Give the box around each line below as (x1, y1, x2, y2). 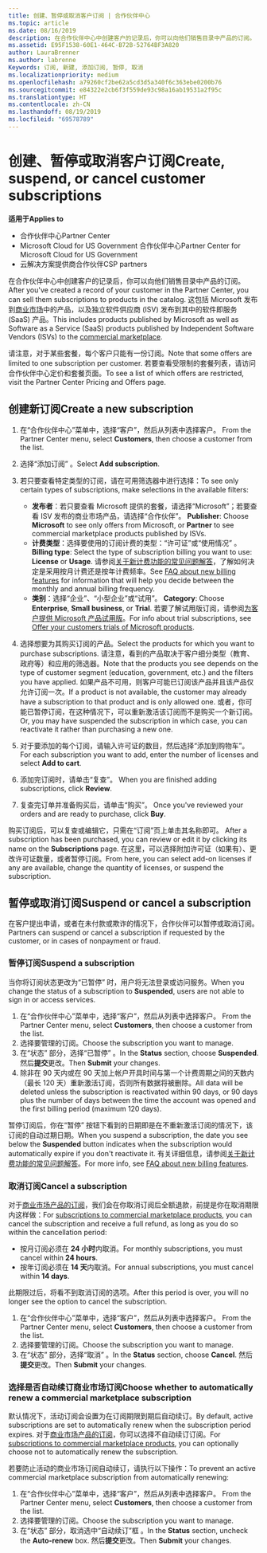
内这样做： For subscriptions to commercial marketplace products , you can (8, 1210, 253, 1220)
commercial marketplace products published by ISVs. (31, 528, 207, 538)
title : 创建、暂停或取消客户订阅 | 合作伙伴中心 (8, 11, 151, 20)
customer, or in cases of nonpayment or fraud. (8, 936, 161, 946)
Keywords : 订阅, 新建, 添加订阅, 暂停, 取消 (8, 64, 144, 72)
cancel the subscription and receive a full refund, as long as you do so (8, 1219, 238, 1229)
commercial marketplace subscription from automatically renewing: (8, 1473, 229, 1482)
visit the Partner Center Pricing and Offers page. (8, 377, 167, 386)
